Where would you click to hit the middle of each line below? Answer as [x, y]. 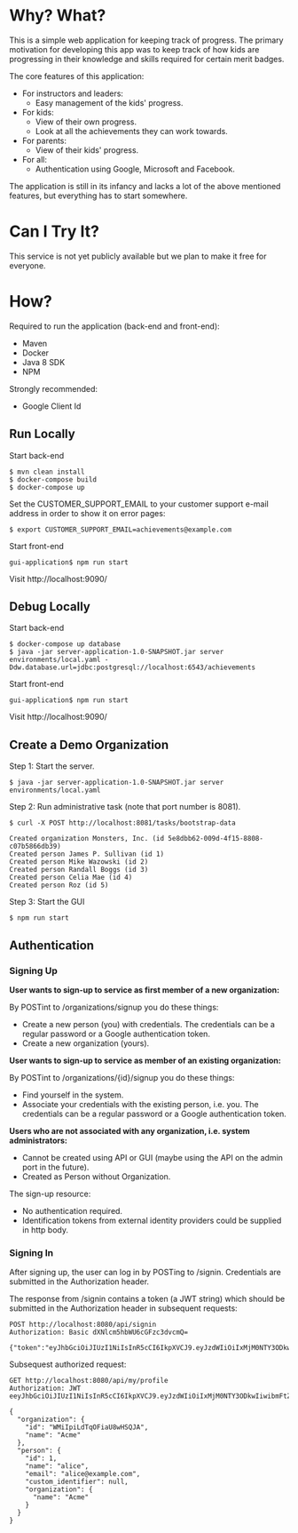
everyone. [27, 265]
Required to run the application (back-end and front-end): [114, 326]
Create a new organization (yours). [86, 1043]
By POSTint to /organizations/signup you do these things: [114, 1007]
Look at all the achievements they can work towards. [131, 131]
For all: [34, 159]
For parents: [44, 140]
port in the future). [55, 1167]
